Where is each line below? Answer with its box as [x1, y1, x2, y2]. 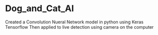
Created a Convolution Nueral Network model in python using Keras [5, 19, 144, 25]
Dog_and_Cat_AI [5, 3, 74, 14]
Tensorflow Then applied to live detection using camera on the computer [5, 24, 154, 30]
